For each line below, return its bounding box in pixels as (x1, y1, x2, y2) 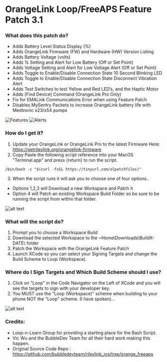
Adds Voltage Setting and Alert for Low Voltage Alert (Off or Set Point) (12, 65, 157, 71)
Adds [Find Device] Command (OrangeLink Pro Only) (12, 91, 122, 97)
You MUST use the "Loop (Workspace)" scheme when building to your (12, 291, 158, 297)
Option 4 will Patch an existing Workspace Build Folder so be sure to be (12, 191, 160, 197)
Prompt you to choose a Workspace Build (12, 230, 98, 236)
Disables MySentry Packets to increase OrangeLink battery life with (12, 102, 151, 108)
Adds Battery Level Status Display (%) (12, 44, 91, 50)
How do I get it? (5, 129, 44, 136)
